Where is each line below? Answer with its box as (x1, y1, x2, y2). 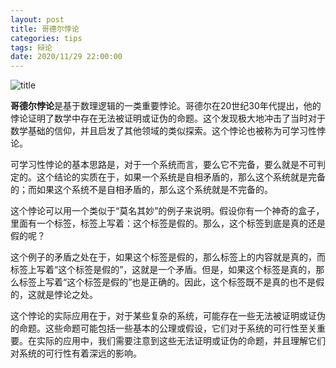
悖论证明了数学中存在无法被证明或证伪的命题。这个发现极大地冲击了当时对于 (10, 112, 326, 125)
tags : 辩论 (10, 42, 53, 53)
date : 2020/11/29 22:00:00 (10, 52, 123, 62)
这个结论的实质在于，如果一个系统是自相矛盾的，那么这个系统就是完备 (36, 171, 326, 183)
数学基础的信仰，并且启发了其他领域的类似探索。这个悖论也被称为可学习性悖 (10, 125, 326, 137)
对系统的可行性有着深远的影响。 (10, 347, 142, 360)
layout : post (10, 14, 65, 25)
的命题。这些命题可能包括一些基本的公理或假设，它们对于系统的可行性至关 (10, 322, 317, 335)
